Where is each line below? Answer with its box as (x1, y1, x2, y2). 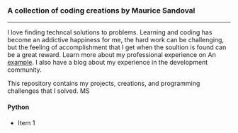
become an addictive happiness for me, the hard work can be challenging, (7, 36, 225, 44)
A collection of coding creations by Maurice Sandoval (7, 6, 195, 15)
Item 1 (17, 118, 35, 127)
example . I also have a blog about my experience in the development (7, 58, 208, 67)
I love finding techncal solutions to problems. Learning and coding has (7, 28, 212, 37)
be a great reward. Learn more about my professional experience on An (7, 51, 216, 59)
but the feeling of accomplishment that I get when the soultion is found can (7, 43, 227, 51)
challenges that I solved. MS (7, 87, 90, 95)
